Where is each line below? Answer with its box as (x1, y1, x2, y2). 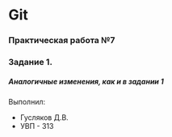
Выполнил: (8, 97, 46, 106)
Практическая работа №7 (8, 35, 115, 46)
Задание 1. (8, 57, 52, 68)
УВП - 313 (19, 122, 54, 131)
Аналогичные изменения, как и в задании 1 (8, 76, 164, 86)
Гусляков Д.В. (19, 113, 69, 122)
